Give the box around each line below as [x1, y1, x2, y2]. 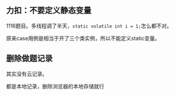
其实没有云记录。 [6, 70, 48, 77]
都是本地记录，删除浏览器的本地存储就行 [6, 83, 104, 90]
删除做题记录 [6, 53, 53, 63]
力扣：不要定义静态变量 [6, 5, 91, 16]
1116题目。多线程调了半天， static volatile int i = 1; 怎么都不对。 [6, 22, 172, 29]
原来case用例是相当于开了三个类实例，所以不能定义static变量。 [6, 35, 160, 42]
